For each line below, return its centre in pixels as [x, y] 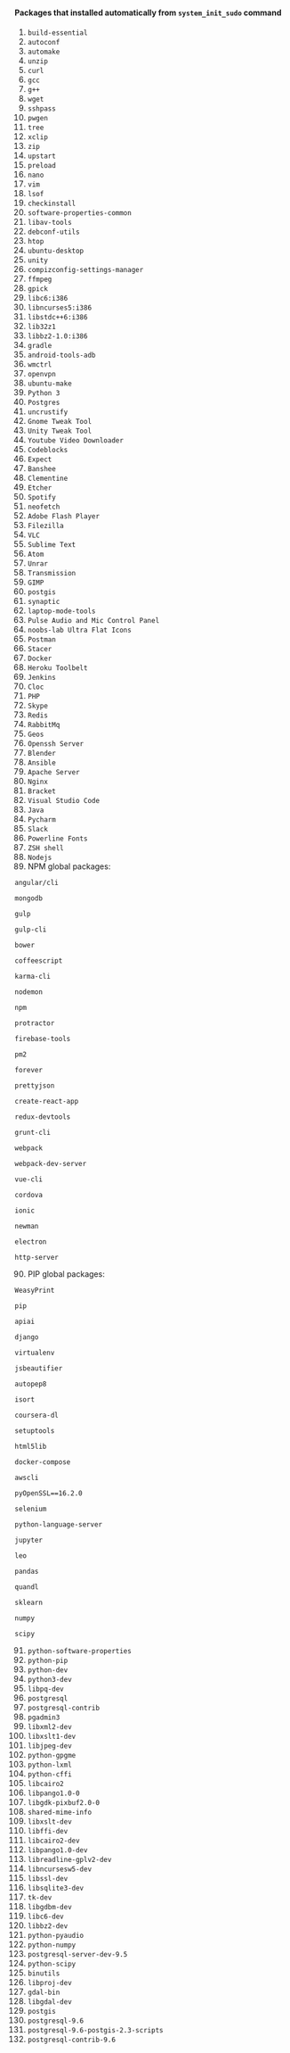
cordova [29, 1196]
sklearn [29, 1603]
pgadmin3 [44, 1718]
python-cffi [49, 1775]
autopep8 [31, 1384]
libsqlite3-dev [56, 1888]
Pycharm [41, 820]
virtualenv [35, 1353]
